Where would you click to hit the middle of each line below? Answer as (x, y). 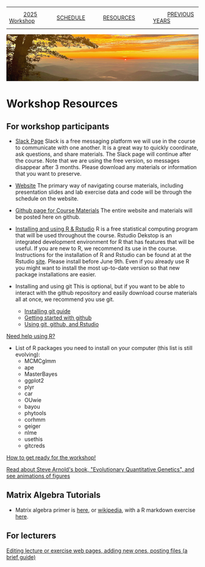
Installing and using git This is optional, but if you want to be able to (100, 286)
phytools (35, 413)
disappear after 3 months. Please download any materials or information (106, 167)
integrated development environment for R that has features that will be (105, 242)
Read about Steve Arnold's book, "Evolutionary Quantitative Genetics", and (100, 470)
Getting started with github (58, 318)
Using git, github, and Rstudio (62, 324)
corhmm (35, 420)
